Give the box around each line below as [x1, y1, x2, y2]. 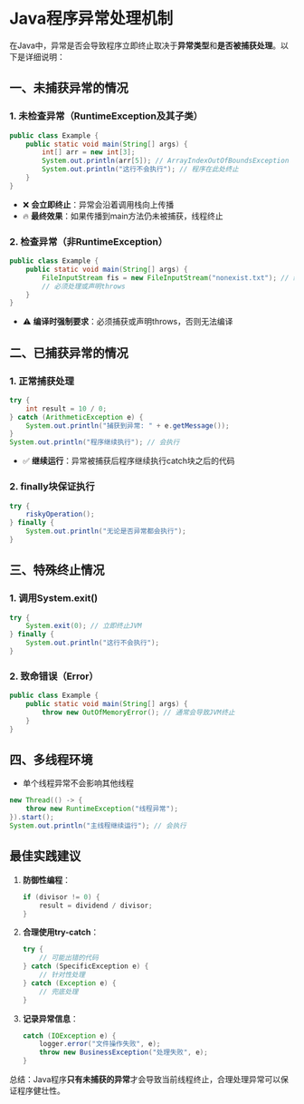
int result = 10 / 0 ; [25, 404, 107, 413]
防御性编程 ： [22, 874, 71, 885]
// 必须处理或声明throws [42, 282, 126, 291]
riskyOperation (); [25, 509, 95, 519]
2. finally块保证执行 [9, 480, 95, 493]
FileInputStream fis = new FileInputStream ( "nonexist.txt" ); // [42, 273, 290, 282]
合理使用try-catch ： [22, 926, 100, 938]
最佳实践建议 [9, 848, 81, 864]
